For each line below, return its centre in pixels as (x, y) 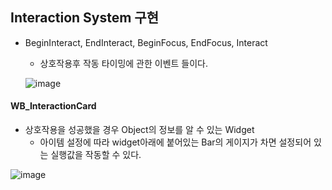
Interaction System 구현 (85, 18)
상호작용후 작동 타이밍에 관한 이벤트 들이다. (124, 63)
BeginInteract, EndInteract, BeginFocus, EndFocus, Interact (146, 42)
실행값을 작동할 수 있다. (96, 155)
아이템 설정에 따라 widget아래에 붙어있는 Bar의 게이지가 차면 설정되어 (175, 142)
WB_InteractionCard (53, 106)
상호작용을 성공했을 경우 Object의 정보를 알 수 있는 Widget (139, 130)
